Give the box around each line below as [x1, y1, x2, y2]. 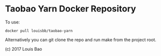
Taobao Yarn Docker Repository [5, 3, 136, 14]
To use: [5, 19, 20, 25]
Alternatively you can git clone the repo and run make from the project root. [5, 37, 157, 43]
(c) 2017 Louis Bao [5, 46, 42, 52]
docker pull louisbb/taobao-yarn [5, 28, 73, 33]
